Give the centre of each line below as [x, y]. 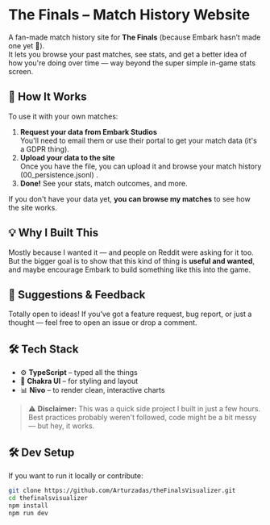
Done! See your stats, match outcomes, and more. [104, 183]
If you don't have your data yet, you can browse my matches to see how [130, 198]
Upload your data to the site [67, 157]
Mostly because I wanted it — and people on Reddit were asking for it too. [131, 252]
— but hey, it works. [61, 426]
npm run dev [28, 513]
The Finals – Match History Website [129, 15]
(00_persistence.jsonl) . [59, 174]
